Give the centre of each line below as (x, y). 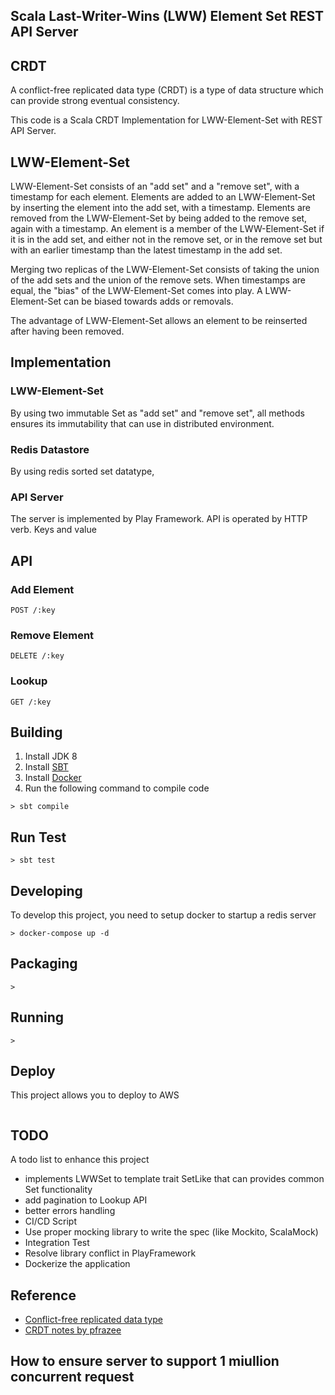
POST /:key (33, 610)
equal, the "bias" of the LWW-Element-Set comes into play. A (136, 291)
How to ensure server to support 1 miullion (145, 1361)
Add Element (42, 589)
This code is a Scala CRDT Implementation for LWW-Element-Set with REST (166, 120)
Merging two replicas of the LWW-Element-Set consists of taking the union (165, 270)
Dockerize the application (77, 1264)
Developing (46, 890)
